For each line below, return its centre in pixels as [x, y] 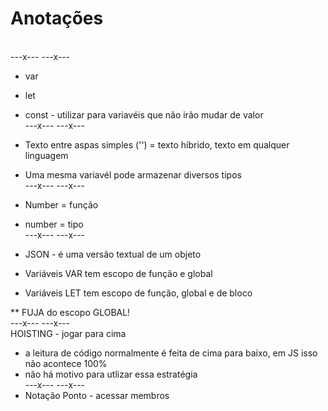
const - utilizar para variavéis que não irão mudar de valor [144, 114]
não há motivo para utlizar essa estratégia [111, 374]
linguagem [46, 155]
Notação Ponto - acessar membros [97, 395]
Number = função [61, 204]
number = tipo [54, 224]
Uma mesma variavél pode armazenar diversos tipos [133, 174]
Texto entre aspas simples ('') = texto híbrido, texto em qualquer [157, 144]
